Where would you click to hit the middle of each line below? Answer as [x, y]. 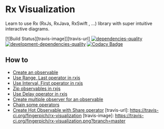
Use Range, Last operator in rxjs [46, 78]
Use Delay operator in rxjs [40, 94]
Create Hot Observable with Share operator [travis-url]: [71, 110]
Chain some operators [36, 105]
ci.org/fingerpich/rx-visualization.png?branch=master [69, 121]
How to [17, 60]
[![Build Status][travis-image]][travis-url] [48, 39]
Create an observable [35, 72]
